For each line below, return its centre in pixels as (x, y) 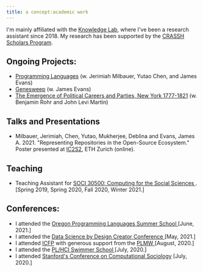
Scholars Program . (30, 42)
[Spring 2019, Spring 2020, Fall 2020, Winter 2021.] (80, 189)
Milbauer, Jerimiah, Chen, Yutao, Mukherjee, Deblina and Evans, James (105, 136)
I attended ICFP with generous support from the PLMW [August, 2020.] (105, 243)
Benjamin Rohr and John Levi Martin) (62, 102)
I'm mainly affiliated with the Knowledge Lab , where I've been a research (98, 29)
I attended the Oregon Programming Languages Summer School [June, (105, 223)
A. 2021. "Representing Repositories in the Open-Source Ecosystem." (102, 143)
